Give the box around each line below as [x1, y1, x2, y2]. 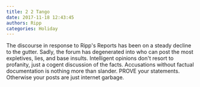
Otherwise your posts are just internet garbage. [6, 74, 124, 81]
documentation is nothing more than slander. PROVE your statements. [6, 67, 180, 75]
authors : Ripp [6, 20, 42, 26]
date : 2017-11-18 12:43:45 [6, 14, 74, 20]
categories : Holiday [6, 25, 59, 32]
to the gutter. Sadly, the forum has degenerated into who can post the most [6, 49, 193, 56]
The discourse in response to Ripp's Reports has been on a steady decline [6, 42, 192, 49]
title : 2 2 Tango [6, 8, 50, 15]
